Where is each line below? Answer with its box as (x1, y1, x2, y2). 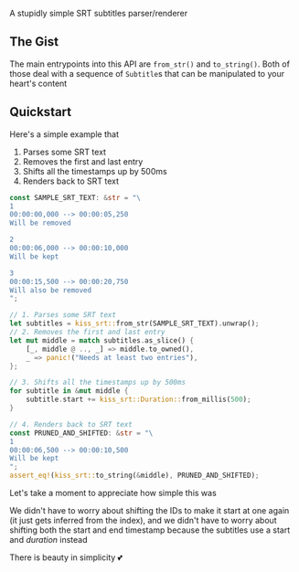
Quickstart (9, 104, 72, 120)
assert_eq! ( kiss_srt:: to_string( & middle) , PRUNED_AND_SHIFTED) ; (9, 471, 260, 481)
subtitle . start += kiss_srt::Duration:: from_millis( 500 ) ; (26, 395, 251, 405)
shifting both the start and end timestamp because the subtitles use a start (9, 524, 291, 535)
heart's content (9, 78, 68, 89)
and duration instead (9, 535, 89, 545)
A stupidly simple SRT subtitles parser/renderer (9, 8, 188, 18)
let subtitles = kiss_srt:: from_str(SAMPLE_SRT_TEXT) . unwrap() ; (9, 319, 260, 328)
